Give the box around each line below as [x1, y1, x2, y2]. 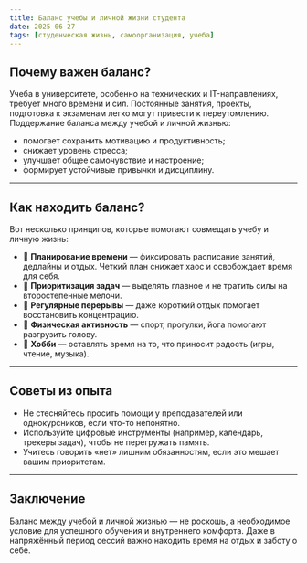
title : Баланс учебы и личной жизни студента [9, 13, 185, 23]
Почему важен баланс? [9, 64, 152, 80]
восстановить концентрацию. [22, 310, 140, 320]
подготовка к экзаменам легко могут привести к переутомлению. [9, 108, 270, 119]
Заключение [9, 491, 86, 507]
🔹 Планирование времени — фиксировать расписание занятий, [22, 251, 276, 261]
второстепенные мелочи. [22, 290, 122, 301]
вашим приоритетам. [22, 456, 107, 467]
